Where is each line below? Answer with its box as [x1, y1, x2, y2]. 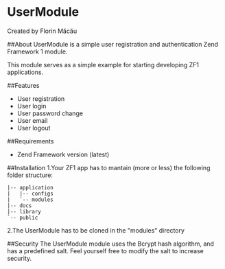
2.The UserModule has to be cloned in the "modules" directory [7, 226, 185, 234]
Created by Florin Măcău [7, 27, 78, 35]
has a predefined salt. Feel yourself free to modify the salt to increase [7, 246, 204, 255]
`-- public [7, 214, 38, 221]
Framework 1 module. [7, 47, 68, 56]
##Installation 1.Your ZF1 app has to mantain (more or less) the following [7, 163, 211, 172]
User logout [16, 124, 51, 132]
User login [16, 102, 47, 110]
